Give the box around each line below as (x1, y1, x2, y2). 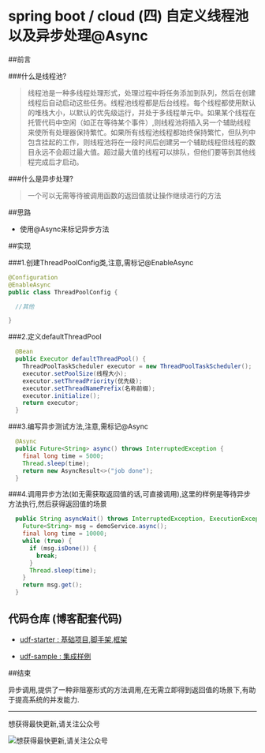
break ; (36, 552, 58, 560)
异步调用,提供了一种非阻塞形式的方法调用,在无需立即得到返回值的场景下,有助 (8, 684, 256, 695)
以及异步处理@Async (8, 27, 148, 45)
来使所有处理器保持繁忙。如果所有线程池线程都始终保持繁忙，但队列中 (27, 127, 256, 137)
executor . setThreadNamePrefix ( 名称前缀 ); (22, 384, 156, 392)
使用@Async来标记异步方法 (19, 224, 110, 234)
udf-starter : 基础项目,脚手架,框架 (19, 635, 128, 644)
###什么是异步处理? (8, 174, 73, 183)
